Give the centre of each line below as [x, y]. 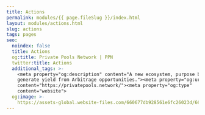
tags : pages [21, 35]
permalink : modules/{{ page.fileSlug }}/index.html [73, 18]
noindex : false [31, 46]
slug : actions [24, 29]
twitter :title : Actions [42, 63]
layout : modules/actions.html [45, 23]
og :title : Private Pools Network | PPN [63, 57]
